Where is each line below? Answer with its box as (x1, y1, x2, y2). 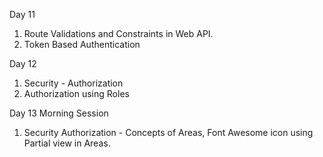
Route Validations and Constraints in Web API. (23, 28, 214, 39)
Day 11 (9, 9, 36, 20)
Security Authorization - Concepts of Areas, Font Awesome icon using (23, 127, 314, 138)
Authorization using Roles (23, 88, 130, 99)
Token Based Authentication (23, 39, 141, 50)
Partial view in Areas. (23, 137, 111, 149)
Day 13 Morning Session (9, 107, 109, 119)
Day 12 (9, 58, 37, 69)
